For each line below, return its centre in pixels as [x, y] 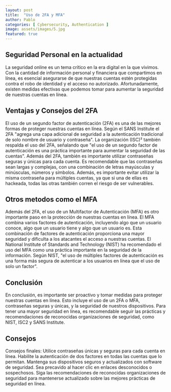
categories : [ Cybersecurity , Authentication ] [57, 24]
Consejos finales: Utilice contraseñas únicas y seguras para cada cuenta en [85, 351]
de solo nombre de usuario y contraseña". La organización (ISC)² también [83, 139]
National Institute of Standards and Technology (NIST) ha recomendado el [83, 244]
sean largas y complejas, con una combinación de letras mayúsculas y [80, 167]
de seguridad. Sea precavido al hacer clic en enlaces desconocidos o [79, 367]
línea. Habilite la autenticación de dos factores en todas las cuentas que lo [84, 357]
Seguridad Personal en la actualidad [64, 55]
